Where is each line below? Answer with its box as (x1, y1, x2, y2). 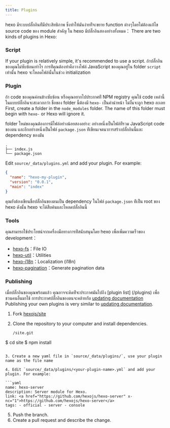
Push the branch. (12, 412, 49, 418)
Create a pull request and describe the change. (12, 417, 112, 423)
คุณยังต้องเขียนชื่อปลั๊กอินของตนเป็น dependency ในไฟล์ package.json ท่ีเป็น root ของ (5, 198, 160, 204)
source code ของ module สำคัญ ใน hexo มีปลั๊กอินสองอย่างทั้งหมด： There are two (5, 28, 161, 34)
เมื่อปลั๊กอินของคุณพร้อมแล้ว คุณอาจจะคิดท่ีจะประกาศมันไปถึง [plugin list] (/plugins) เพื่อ (5, 289, 160, 296)
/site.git (12, 331, 34, 336)
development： (5, 235, 37, 241)
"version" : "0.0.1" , (10, 179, 53, 184)
